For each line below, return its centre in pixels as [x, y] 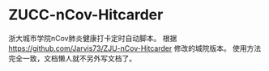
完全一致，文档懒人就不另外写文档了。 [72, 58]
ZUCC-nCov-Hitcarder [86, 15]
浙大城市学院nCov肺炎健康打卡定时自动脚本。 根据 [93, 38]
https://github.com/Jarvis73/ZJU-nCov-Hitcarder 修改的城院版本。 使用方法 [135, 48]
